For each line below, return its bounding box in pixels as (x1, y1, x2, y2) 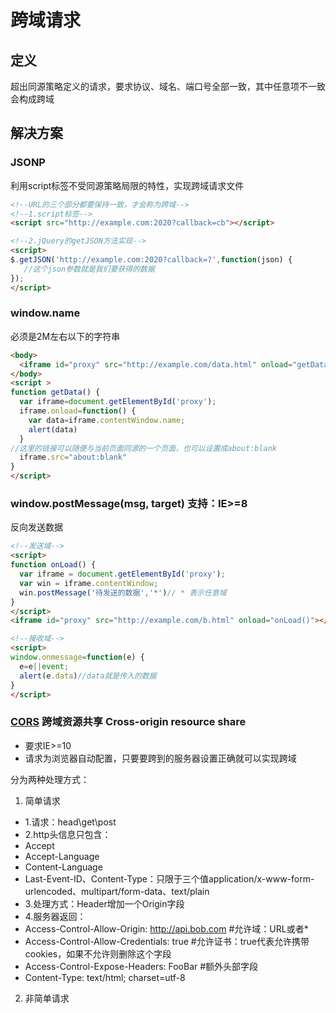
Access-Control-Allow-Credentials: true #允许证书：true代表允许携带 (24, 935, 310, 947)
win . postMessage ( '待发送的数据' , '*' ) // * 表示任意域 (19, 587, 227, 598)
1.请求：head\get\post (24, 816, 117, 828)
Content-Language (24, 861, 103, 873)
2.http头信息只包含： (24, 828, 112, 840)
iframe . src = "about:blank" (19, 452, 128, 463)
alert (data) (28, 424, 78, 435)
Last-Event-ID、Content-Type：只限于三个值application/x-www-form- (24, 872, 315, 885)
